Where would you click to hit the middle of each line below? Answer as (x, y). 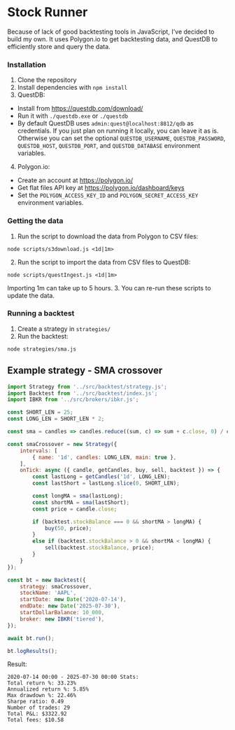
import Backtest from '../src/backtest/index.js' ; (83, 393)
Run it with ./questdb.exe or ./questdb (72, 116)
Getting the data (35, 221)
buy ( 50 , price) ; (68, 528)
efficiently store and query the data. (59, 46)
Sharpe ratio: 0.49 (36, 702)
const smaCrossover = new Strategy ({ (62, 444)
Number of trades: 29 (39, 708)
